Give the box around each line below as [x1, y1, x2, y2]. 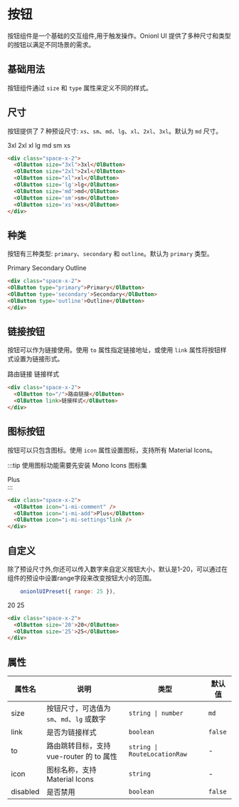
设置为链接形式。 [13, 354, 64, 364]
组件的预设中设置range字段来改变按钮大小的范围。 [7, 573, 156, 582]
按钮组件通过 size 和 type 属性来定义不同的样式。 [7, 83, 153, 92]
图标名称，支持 [46, 765, 97, 775]
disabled [11, 787, 40, 797]
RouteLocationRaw [128, 750, 187, 759]
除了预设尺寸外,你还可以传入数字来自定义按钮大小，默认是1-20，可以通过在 [7, 565, 228, 573]
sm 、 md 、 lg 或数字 [46, 714, 107, 724]
